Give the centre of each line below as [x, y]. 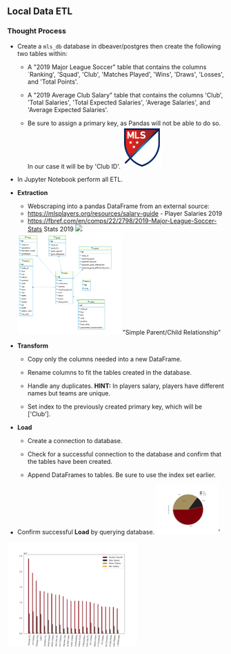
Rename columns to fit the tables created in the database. [109, 373]
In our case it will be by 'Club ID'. [74, 166]
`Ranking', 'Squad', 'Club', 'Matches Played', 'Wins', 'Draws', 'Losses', [125, 74]
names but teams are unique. [69, 393]
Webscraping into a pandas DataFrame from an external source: [118, 206]
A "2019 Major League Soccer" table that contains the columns [117, 67]
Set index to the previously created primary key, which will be [114, 407]
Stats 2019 [59, 229]
